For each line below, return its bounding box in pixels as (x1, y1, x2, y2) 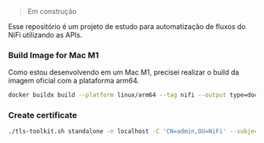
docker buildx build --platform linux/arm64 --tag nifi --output (8, 91, 226, 99)
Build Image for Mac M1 (8, 49, 100, 60)
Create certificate (8, 110, 77, 121)
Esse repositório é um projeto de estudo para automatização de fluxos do (8, 22, 246, 31)
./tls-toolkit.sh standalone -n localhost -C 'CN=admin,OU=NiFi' (8, 127, 226, 136)
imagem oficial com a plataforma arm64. (8, 76, 140, 86)
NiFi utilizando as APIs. (8, 31, 82, 39)
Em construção (27, 7, 77, 16)
